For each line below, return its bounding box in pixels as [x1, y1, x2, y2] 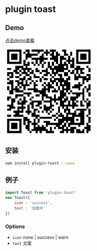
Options [5, 223, 25, 230]
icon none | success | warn [12, 234, 69, 240]
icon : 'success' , [14, 200, 52, 206]
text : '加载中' [14, 206, 46, 211]
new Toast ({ [5, 195, 30, 200]
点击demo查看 [5, 38, 35, 43]
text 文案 [12, 240, 32, 246]
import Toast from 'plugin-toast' [5, 190, 77, 195]
